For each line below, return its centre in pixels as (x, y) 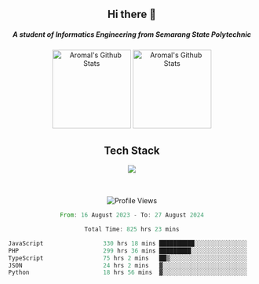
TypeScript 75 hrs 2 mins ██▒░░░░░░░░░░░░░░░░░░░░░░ (128, 258)
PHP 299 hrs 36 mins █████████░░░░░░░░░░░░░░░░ (128, 251)
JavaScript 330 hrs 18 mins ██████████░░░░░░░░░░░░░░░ (128, 243)
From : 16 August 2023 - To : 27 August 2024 (132, 215)
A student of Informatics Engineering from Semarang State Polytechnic (132, 34)
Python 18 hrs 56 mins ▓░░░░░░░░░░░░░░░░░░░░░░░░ (128, 273)
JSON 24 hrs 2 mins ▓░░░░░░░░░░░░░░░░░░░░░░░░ (128, 265)
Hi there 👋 (132, 15)
